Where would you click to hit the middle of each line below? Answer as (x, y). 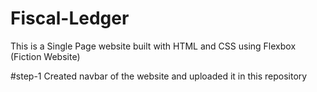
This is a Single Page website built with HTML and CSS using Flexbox (153, 46)
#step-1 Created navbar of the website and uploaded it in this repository (159, 76)
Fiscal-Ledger (70, 18)
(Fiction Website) (45, 56)
